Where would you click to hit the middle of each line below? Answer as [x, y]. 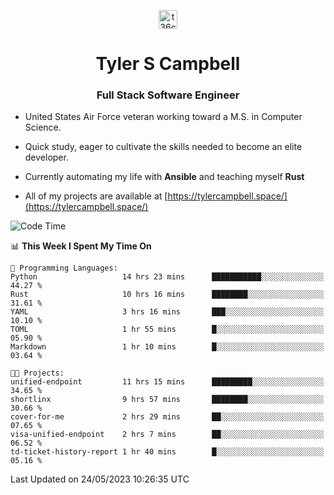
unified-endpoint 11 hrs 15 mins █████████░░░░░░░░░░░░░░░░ [167, 382]
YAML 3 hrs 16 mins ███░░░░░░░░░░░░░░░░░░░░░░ [167, 312]
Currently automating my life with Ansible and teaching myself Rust [164, 177]
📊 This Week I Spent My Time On [81, 246]
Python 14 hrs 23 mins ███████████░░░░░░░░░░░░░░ [167, 277]
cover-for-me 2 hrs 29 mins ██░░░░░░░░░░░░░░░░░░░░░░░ [167, 417]
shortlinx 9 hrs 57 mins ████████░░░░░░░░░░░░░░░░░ [167, 400]
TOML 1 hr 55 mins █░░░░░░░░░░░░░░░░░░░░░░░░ [167, 330]
